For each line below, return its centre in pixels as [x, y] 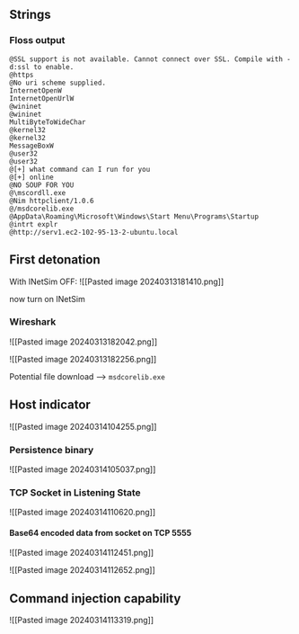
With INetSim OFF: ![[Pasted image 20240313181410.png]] [117, 281]
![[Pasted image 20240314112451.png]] [82, 553]
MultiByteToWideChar [48, 122]
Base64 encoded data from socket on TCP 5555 [101, 532]
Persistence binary [52, 450]
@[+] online [31, 177]
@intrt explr [34, 224]
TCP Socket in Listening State [75, 492]
